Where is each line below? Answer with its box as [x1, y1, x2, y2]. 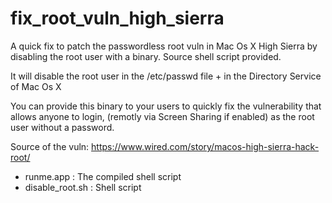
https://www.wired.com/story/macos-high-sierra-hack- [91, 140, 320, 152]
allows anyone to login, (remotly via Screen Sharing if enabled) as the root [10, 110, 315, 122]
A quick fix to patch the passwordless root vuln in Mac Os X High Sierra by [10, 40, 318, 52]
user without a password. [10, 121, 115, 133]
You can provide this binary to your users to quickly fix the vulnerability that [10, 100, 322, 112]
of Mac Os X [10, 80, 62, 92]
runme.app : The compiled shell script [24, 170, 182, 182]
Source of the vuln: [10, 140, 90, 152]
